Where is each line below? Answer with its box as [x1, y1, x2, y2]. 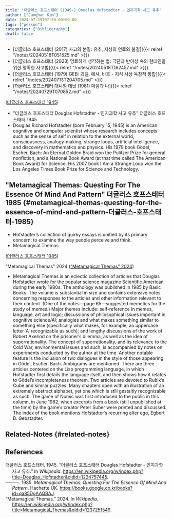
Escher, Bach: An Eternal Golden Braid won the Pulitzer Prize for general [12, 150, 166, 156]
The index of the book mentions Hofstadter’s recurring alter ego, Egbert [12, 410, 165, 416]
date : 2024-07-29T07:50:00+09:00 [5, 17, 77, 22]
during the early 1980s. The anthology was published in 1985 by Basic [12, 284, 161, 290]
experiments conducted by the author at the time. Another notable [12, 349, 153, 356]
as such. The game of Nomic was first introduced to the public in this [12, 393, 159, 399]
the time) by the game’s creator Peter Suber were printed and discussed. [12, 404, 167, 410]
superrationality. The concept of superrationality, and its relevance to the [12, 339, 167, 345]
